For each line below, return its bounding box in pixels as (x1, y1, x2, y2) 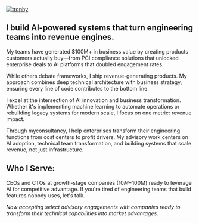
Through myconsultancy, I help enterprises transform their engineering (6, 127, 181, 134)
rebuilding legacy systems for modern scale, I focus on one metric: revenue (6, 109, 192, 116)
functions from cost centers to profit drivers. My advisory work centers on (6, 133, 189, 140)
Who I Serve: (6, 163, 55, 174)
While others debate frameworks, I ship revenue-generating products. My (6, 72, 187, 79)
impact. (6, 115, 25, 122)
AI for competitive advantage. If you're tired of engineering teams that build (6, 185, 192, 193)
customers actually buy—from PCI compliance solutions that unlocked (6, 54, 179, 61)
